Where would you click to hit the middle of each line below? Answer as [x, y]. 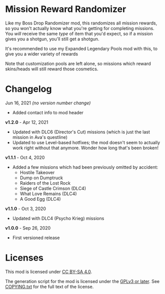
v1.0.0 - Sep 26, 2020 [28, 228]
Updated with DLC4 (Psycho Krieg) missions [58, 218]
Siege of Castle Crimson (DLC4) [53, 188]
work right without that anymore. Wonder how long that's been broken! [85, 148]
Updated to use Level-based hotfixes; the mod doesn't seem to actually [86, 142]
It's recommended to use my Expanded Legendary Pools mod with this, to [81, 48]
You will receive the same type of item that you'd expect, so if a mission [79, 33]
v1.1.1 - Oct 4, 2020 [25, 157]
